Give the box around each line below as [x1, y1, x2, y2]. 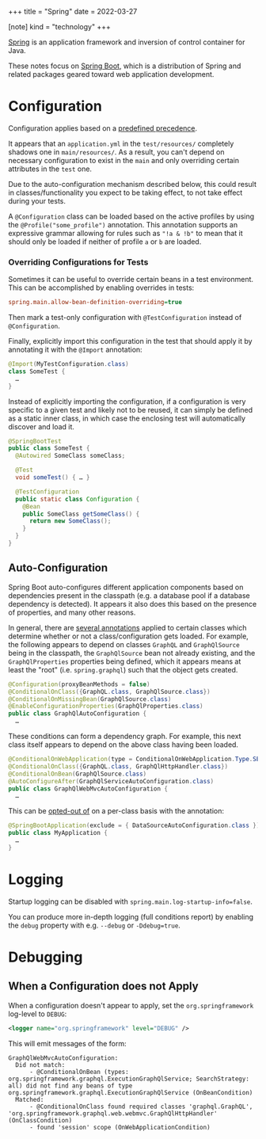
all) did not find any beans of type [8, 1081, 133, 1090]
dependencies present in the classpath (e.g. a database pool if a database [8, 590, 251, 600]
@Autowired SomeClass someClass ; [15, 451, 126, 460]
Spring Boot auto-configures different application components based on [8, 582, 244, 592]
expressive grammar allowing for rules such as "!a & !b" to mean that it [8, 228, 243, 238]
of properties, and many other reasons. [8, 608, 136, 617]
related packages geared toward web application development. [8, 70, 215, 78]
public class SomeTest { [8, 444, 90, 452]
